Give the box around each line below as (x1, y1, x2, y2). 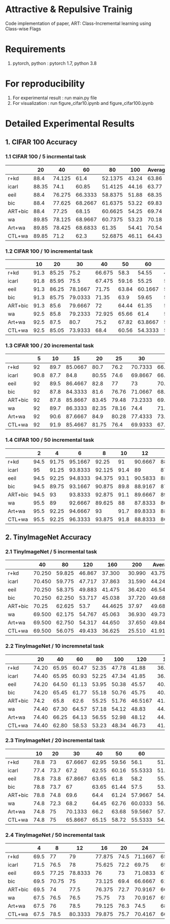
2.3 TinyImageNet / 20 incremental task (5, 737, 105, 744)
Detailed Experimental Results (5, 118, 135, 129)
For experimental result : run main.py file (12, 95, 97, 101)
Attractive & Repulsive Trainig (5, 4, 133, 15)
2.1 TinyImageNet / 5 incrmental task (5, 548, 97, 555)
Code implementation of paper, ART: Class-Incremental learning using (5, 20, 152, 26)
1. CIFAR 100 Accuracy (5, 138, 77, 146)
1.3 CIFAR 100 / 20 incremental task (5, 342, 94, 349)
